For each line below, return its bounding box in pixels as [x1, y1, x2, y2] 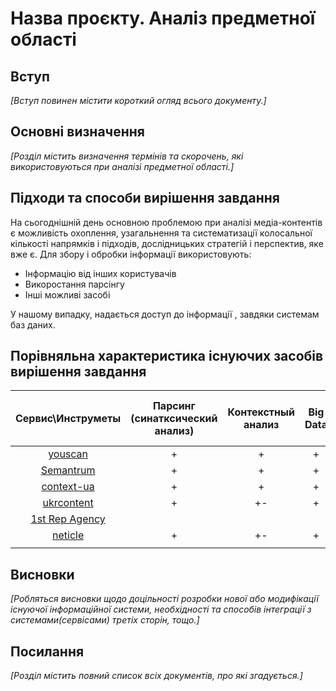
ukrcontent [42, 496, 94, 510]
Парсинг [152, 399, 196, 413]
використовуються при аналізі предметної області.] [10, 160, 235, 172]
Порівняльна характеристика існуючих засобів [10, 348, 324, 365]
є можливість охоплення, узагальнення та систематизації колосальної [10, 227, 313, 239]
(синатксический [130, 412, 218, 426]
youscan [48, 447, 89, 461]
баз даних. [10, 318, 56, 331]
